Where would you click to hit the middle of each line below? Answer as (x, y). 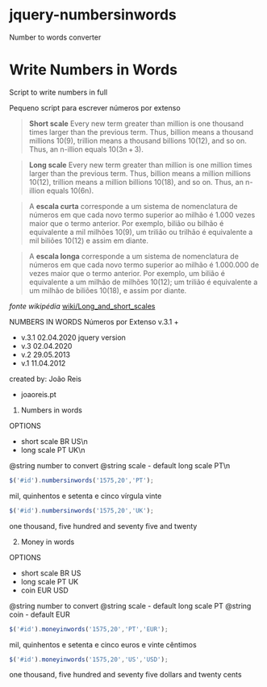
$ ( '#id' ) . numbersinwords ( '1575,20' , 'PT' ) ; (81, 480)
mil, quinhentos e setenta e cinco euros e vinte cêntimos (103, 644)
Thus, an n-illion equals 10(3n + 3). (86, 149)
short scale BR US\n (54, 441)
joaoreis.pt (39, 394)
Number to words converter (55, 37)
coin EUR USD (45, 590)
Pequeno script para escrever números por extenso (95, 107)
